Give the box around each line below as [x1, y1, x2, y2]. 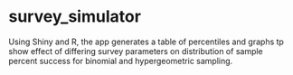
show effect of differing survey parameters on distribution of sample [8, 45, 263, 56]
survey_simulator [8, 6, 142, 27]
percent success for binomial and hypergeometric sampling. [8, 55, 233, 66]
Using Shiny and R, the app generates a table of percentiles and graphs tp [8, 36, 284, 47]
